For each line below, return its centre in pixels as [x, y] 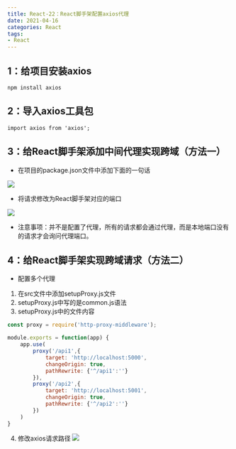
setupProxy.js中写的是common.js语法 [72, 303]
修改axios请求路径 [44, 438]
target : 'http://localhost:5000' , [96, 357]
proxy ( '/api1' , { [57, 351]
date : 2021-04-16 [33, 21]
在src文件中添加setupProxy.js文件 [67, 294]
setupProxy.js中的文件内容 [56, 312]
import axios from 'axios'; [49, 128]
